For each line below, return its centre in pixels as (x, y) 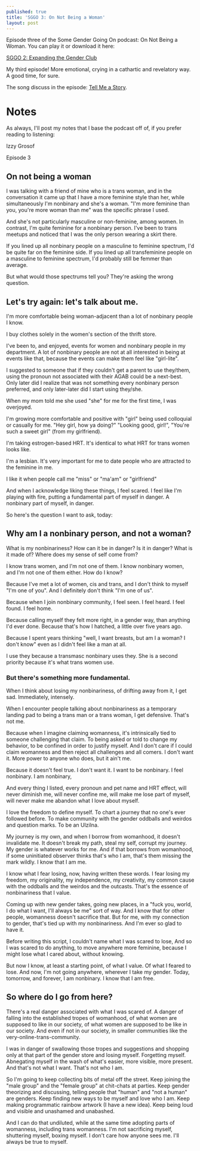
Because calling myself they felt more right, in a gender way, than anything (98, 619)
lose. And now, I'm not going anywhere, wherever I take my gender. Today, (98, 972)
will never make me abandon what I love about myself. (73, 801)
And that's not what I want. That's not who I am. (65, 1068)
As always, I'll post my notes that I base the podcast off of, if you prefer (94, 128)
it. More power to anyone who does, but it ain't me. (69, 758)
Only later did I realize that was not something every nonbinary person (93, 382)
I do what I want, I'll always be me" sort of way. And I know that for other (96, 911)
